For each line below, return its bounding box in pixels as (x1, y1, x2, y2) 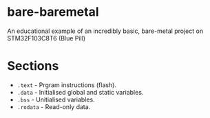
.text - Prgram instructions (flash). (17, 80, 117, 89)
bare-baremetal (7, 4, 99, 20)
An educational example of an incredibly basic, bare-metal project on (7, 27, 204, 35)
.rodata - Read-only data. (17, 102, 91, 110)
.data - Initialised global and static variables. (17, 88, 144, 96)
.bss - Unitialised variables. (17, 95, 95, 104)
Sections (7, 58, 59, 74)
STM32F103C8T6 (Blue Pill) (7, 34, 86, 42)
